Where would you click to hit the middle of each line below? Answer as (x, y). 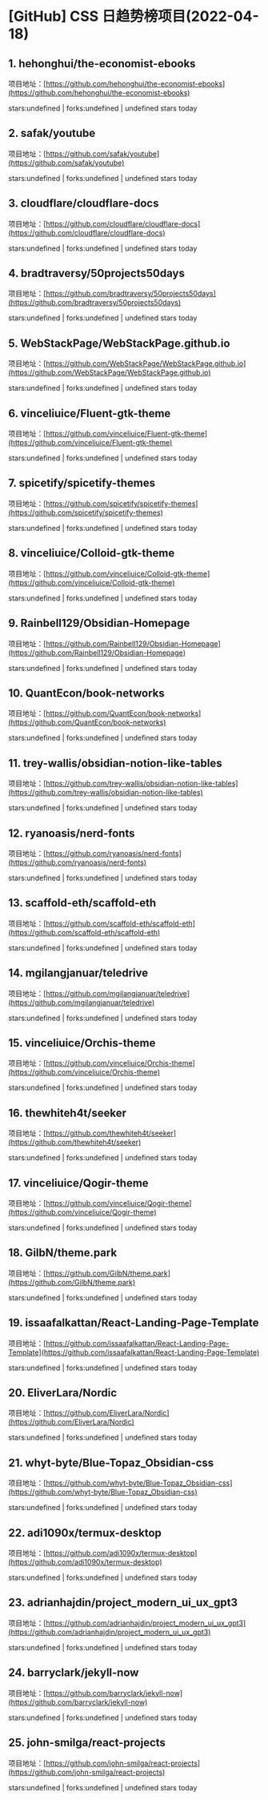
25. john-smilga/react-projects (87, 1743)
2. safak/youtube (52, 133)
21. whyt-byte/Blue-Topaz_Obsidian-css (111, 1462)
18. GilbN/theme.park (63, 1253)
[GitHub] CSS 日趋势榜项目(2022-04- (134, 16)
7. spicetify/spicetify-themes (82, 483)
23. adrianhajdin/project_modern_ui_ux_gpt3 (123, 1603)
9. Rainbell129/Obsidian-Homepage (99, 623)
